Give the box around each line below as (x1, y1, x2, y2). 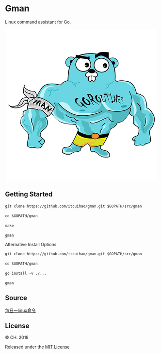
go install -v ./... (5, 271, 47, 276)
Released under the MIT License (5, 344, 70, 350)
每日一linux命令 (5, 307, 36, 313)
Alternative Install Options (5, 241, 57, 247)
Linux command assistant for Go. (5, 19, 71, 25)
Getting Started (5, 190, 53, 198)
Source (5, 294, 28, 302)
